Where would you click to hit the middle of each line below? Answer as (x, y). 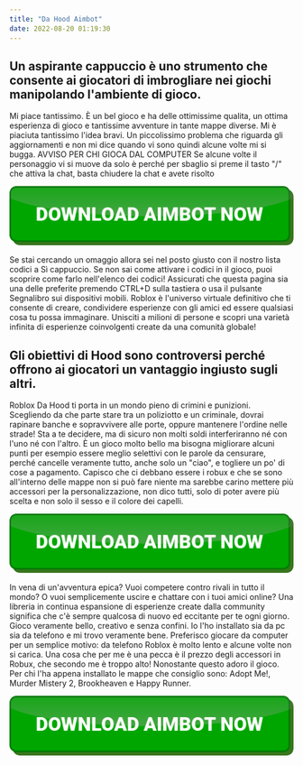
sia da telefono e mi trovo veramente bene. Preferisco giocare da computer (149, 635)
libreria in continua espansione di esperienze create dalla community (138, 607)
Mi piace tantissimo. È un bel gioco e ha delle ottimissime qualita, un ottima (149, 116)
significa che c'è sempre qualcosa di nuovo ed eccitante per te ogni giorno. (150, 616)
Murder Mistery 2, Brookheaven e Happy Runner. (101, 683)
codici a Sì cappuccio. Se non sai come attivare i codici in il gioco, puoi (141, 270)
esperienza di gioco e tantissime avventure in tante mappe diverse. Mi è (143, 125)
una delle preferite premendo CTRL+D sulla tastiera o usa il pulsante (136, 289)
